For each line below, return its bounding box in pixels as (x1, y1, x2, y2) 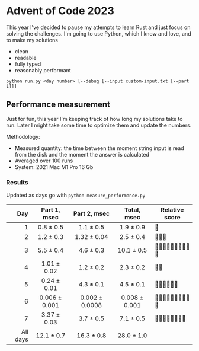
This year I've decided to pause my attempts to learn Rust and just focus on (6, 24, 191, 31)
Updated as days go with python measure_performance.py (6, 192, 146, 199)
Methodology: (6, 133, 40, 140)
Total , (124, 206, 141, 214)
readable (14, 54, 37, 61)
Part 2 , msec (73, 209, 110, 218)
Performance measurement (6, 100, 111, 110)
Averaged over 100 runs (14, 157, 73, 164)
